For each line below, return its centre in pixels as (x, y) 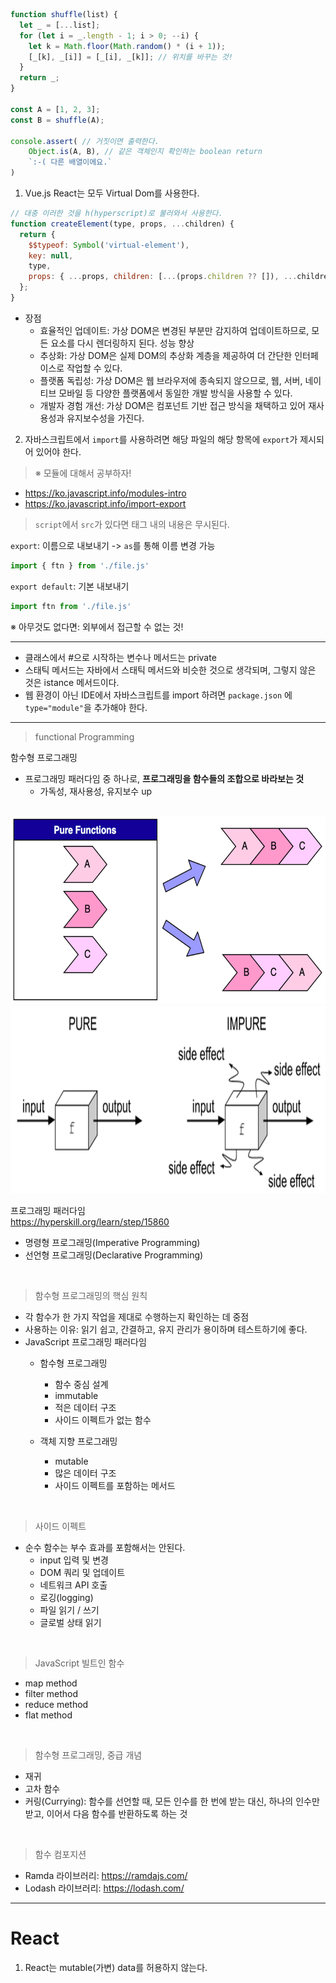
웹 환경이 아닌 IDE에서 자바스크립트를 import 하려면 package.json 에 (158, 695)
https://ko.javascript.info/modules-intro (105, 493)
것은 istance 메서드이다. (72, 682)
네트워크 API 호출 (73, 1585)
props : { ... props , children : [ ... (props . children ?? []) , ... (163, 277)
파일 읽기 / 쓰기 (69, 1610)
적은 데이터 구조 (85, 1407)
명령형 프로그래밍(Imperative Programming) (112, 1242)
